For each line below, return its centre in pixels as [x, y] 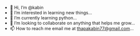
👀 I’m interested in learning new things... [51, 13]
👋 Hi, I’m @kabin [27, 8]
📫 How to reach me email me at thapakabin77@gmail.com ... [72, 28]
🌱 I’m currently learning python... [43, 18]
